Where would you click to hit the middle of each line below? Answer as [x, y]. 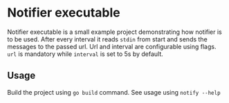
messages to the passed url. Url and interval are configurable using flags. [112, 46]
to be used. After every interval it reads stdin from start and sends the [107, 39]
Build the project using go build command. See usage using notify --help [114, 92]
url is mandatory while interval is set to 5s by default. [85, 54]
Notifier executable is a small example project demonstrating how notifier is [115, 32]
